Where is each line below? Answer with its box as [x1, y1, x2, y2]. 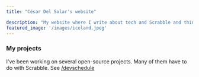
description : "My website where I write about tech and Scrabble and [6, 19, 182, 25]
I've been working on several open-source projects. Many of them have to [6, 57, 187, 65]
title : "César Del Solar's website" [6, 8, 97, 15]
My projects [6, 44, 41, 53]
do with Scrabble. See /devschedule [6, 64, 95, 71]
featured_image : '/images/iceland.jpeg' [6, 25, 108, 31]
